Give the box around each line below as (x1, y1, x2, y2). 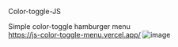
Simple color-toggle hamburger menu (8, 22, 131, 31)
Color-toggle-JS (8, 7, 61, 16)
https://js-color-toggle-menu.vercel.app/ (8, 31, 141, 39)
